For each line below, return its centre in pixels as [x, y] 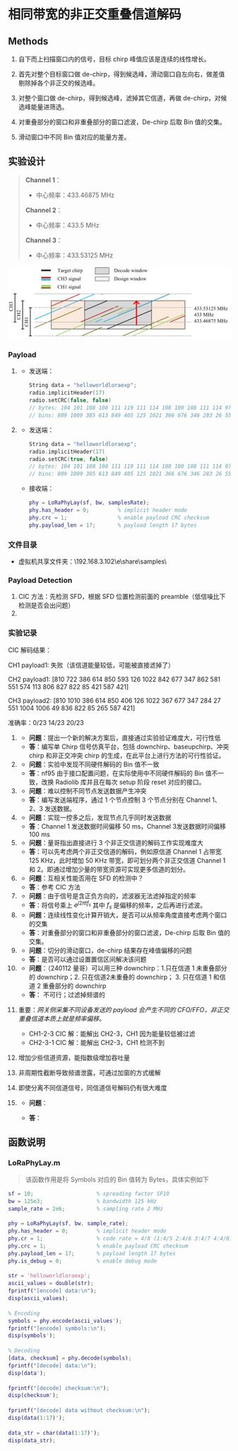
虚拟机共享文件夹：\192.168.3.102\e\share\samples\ [92, 561]
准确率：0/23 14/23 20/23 [46, 722]
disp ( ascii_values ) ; [38, 1299]
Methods [28, 41]
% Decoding [24, 1351]
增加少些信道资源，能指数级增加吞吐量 [74, 1058]
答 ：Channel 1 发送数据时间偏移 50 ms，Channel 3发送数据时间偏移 [127, 826]
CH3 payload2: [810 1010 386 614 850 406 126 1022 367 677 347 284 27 [114, 700]
